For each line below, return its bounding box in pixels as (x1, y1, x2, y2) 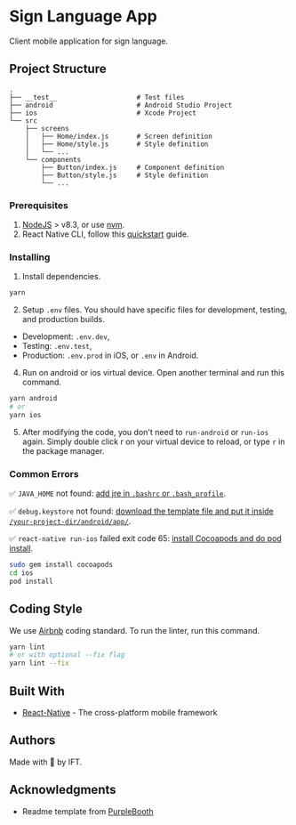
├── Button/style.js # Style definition (41, 171, 209, 180)
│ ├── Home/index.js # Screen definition (25, 132, 213, 141)
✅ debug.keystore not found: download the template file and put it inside (9, 506, 274, 517)
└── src (9, 116, 38, 125)
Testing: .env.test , (21, 341, 92, 352)
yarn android (9, 394, 58, 403)
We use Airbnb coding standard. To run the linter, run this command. (9, 625, 260, 635)
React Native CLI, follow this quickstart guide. (21, 229, 189, 239)
